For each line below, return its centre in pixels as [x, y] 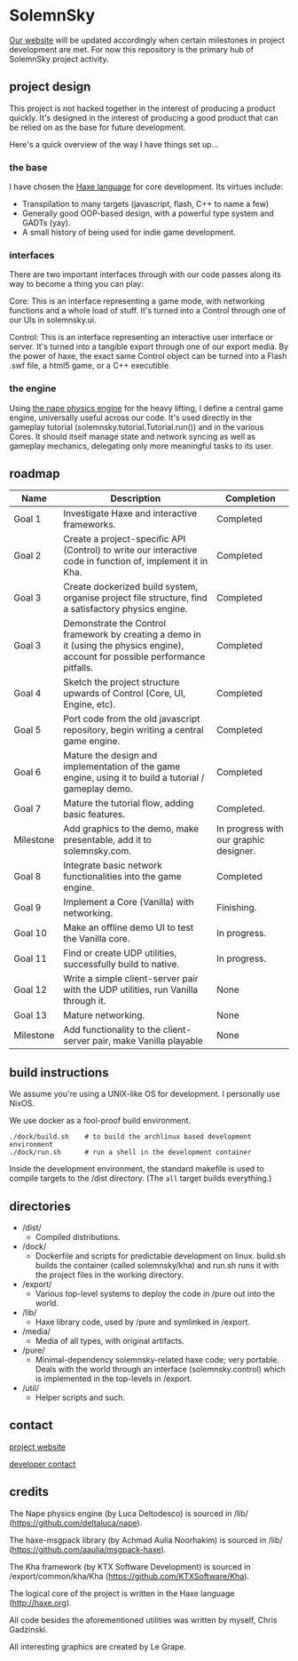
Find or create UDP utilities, [120, 953]
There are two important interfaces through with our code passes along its [145, 274]
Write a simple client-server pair [131, 979]
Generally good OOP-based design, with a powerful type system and [148, 213]
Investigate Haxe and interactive [130, 513]
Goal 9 [27, 908]
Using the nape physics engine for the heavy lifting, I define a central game [146, 408]
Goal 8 [27, 877]
